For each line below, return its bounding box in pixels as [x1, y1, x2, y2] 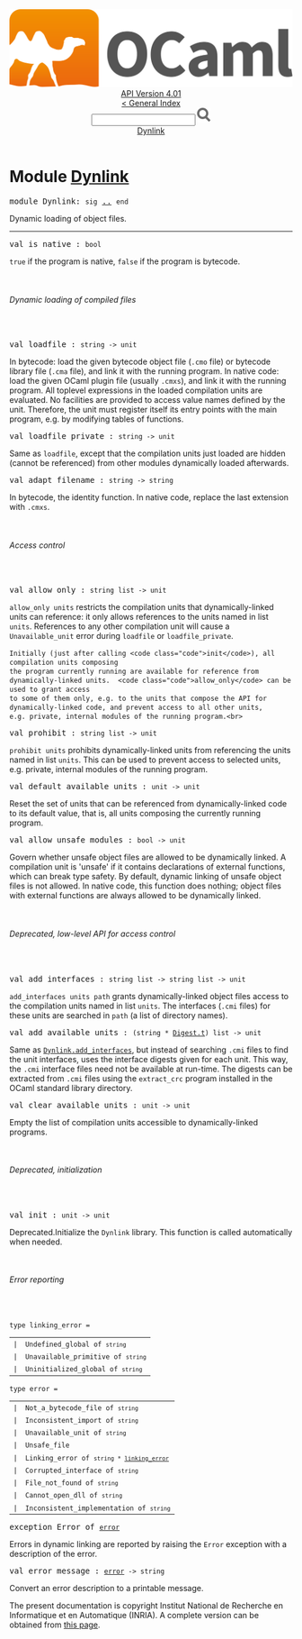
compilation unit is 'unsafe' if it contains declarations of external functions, [9, 861, 286, 872]
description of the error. [9, 1549, 98, 1560]
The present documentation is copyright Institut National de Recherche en [9, 1600, 283, 1611]
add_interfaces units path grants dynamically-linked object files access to [9, 990, 289, 1001]
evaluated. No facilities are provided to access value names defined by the [9, 395, 286, 405]
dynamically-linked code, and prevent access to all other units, [9, 703, 263, 713]
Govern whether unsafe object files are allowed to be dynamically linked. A [9, 851, 287, 863]
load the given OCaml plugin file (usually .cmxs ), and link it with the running [9, 376, 287, 387]
